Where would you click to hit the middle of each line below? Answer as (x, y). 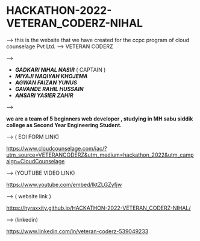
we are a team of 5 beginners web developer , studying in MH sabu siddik (100, 119)
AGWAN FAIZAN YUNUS (46, 83)
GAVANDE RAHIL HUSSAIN (49, 89)
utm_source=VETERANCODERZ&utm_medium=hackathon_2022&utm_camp (100, 155)
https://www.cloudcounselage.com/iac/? (57, 148)
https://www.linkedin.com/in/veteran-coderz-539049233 (77, 231)
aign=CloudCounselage (36, 161)
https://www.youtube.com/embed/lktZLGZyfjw (64, 184)
